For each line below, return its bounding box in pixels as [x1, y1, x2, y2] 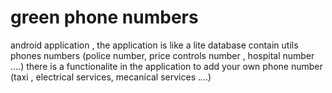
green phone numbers [10, 6, 199, 29]
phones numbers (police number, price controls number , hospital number [10, 49, 315, 61]
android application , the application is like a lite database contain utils [10, 39, 299, 51]
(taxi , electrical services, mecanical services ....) [10, 71, 212, 83]
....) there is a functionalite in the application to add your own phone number [10, 60, 323, 72]
